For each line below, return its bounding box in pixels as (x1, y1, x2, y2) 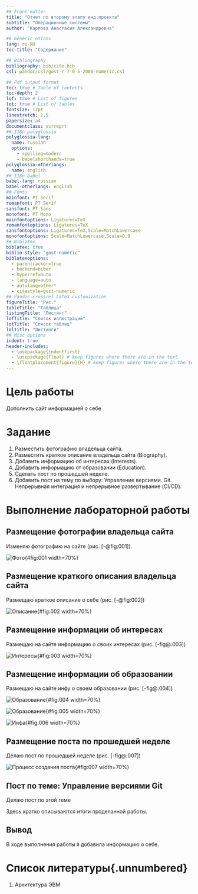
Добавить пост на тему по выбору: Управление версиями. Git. (14, 476, 173, 483)
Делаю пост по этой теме (6, 796, 71, 803)
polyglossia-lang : (6, 134, 51, 140)
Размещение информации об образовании (6, 669, 173, 679)
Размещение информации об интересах (6, 625, 163, 635)
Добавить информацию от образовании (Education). (14, 464, 147, 471)
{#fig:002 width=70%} (37, 608, 93, 615)
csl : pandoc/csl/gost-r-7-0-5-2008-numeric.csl (6, 69, 126, 75)
